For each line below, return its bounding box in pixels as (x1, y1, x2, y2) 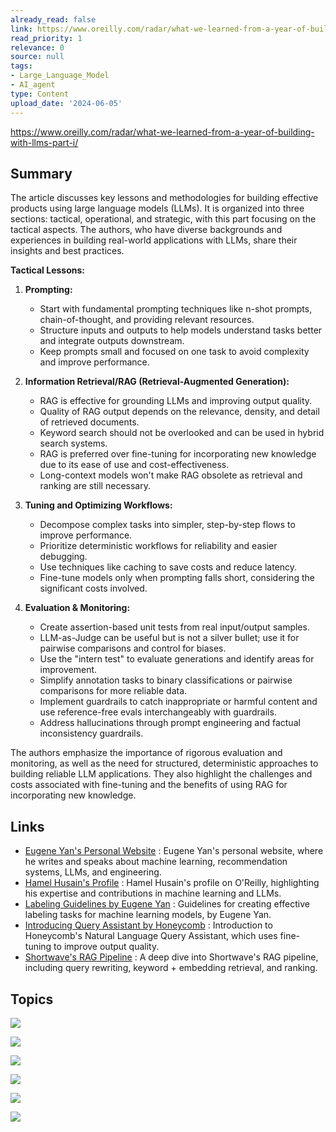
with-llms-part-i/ (10, 136, 79, 148)
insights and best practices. (10, 245, 125, 257)
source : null (10, 52, 65, 62)
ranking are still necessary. (39, 480, 151, 492)
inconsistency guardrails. (39, 727, 144, 740)
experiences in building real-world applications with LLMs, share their (10, 234, 298, 246)
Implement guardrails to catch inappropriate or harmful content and (39, 696, 318, 708)
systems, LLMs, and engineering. (24, 866, 162, 878)
